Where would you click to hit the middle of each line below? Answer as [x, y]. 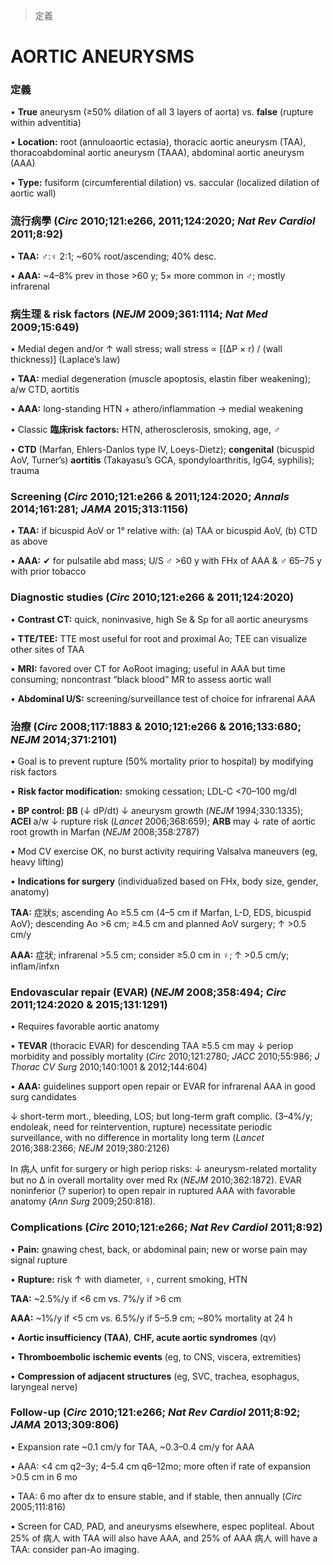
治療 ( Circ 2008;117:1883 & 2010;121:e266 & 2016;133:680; [156, 726]
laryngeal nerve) [44, 1386]
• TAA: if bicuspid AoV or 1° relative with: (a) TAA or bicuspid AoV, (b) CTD [164, 531]
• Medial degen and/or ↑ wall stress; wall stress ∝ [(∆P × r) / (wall [146, 349]
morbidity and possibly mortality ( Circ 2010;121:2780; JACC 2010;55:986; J [165, 1056]
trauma [25, 471]
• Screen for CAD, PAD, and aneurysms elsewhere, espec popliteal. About [162, 1526]
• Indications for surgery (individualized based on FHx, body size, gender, [164, 881]
